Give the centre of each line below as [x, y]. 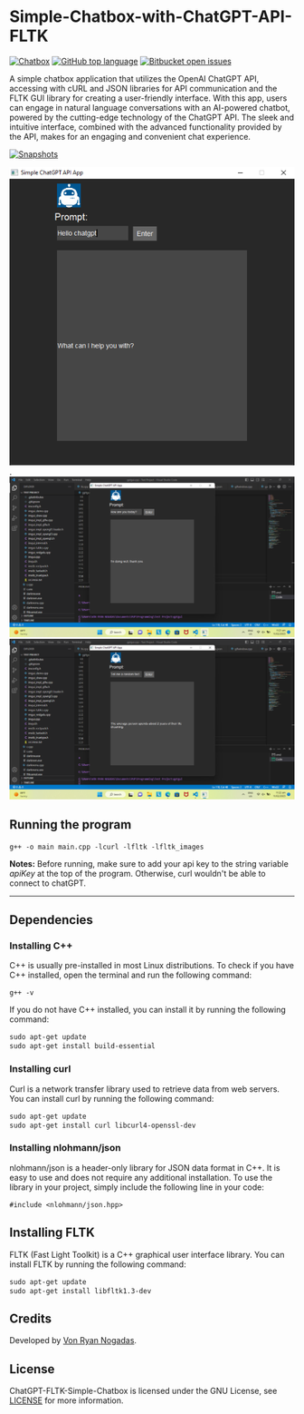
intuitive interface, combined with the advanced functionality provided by [146, 127]
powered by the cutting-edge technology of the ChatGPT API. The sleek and [152, 117]
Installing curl [40, 1069]
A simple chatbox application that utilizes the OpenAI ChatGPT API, [134, 78]
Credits [31, 1319]
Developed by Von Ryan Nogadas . [73, 1340]
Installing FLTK [52, 1233]
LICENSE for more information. [66, 1400]
